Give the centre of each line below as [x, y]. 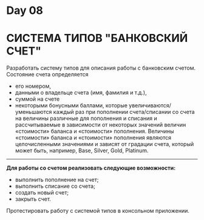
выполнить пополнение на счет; [57, 180]
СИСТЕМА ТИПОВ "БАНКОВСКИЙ [97, 38]
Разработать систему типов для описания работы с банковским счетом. [101, 68]
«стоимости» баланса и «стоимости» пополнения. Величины [94, 132]
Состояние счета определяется [48, 75]
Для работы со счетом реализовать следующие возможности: [91, 168]
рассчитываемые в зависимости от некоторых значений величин [100, 125]
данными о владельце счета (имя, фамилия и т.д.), [81, 93]
